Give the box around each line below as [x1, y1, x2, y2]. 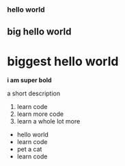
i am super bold [7, 76, 53, 84]
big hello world [7, 26, 72, 38]
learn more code [16, 110, 64, 118]
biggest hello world [7, 54, 119, 69]
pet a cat [16, 145, 42, 154]
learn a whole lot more [16, 117, 81, 126]
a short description [7, 89, 60, 97]
